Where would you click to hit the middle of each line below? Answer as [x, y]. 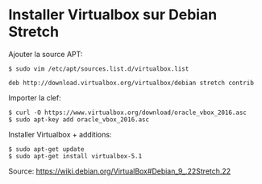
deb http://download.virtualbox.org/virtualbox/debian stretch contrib [131, 83]
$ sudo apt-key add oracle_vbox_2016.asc [79, 119]
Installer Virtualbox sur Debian [113, 15]
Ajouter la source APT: [46, 54]
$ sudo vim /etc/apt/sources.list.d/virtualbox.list [99, 69]
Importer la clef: [35, 97]
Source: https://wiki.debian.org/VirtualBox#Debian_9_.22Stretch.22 [120, 171]
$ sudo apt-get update [46, 149]
